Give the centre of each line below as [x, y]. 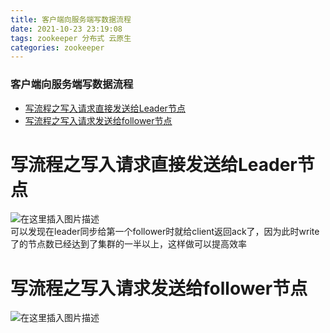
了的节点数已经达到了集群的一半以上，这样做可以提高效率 [128, 244]
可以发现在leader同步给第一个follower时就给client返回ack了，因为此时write [165, 232]
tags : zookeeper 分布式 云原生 [71, 38]
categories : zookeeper [57, 47]
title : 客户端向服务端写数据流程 [71, 19]
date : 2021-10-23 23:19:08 [66, 29]
